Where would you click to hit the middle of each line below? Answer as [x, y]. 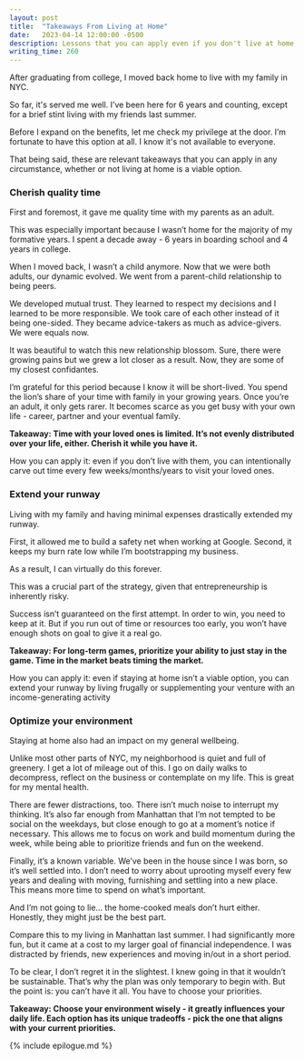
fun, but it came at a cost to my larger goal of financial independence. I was [151, 945]
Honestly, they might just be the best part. [88, 917]
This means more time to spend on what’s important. [108, 890]
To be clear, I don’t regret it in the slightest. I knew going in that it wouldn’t [147, 972]
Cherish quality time [55, 193]
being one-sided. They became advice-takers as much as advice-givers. [146, 323]
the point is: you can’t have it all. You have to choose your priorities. [136, 991]
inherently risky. [39, 595]
